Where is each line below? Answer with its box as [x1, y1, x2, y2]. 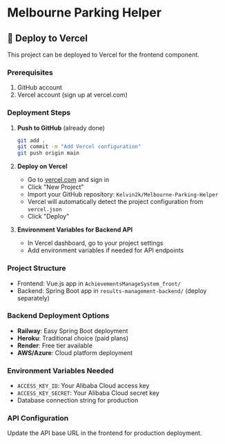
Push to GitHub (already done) [17, 123, 106, 132]
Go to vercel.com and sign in [27, 176, 110, 184]
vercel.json [27, 206, 62, 213]
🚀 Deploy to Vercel [7, 32, 88, 44]
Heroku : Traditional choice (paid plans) [17, 334, 129, 342]
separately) [17, 294, 50, 302]
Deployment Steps [7, 108, 71, 118]
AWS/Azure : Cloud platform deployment [17, 348, 133, 356]
